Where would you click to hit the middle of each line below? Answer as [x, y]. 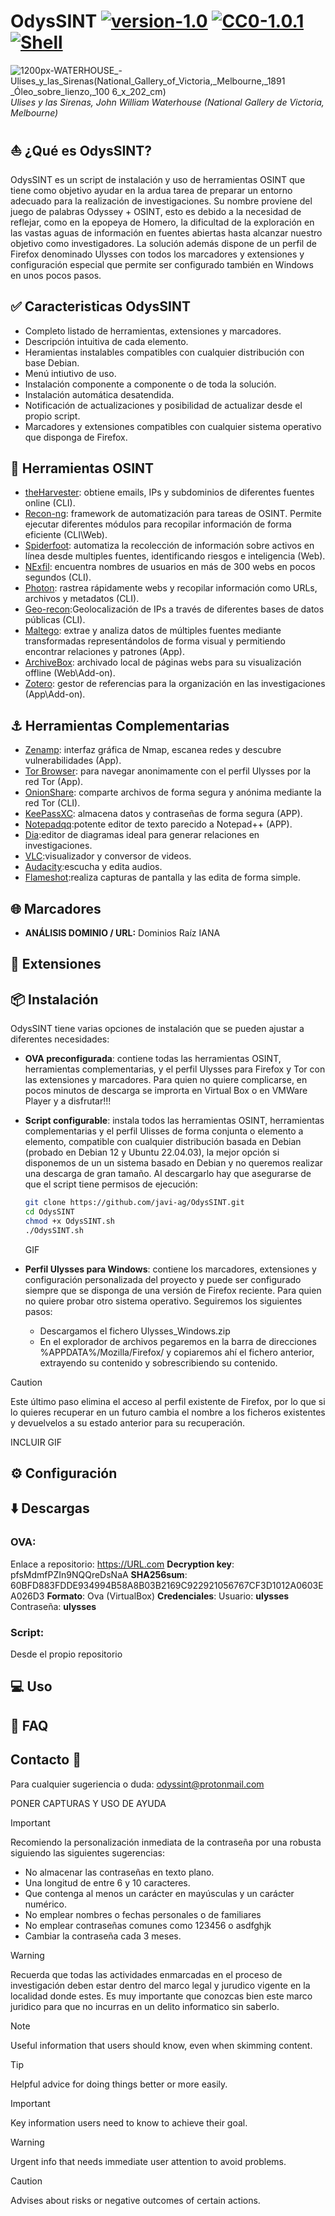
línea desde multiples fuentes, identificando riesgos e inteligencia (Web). [175, 556]
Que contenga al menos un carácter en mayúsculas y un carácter [159, 1893]
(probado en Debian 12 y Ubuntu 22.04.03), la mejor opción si [152, 1152]
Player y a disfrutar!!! [68, 1101]
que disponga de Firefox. [76, 437]
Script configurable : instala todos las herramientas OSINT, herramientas [174, 1121]
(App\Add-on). [55, 694]
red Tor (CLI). [52, 803]
